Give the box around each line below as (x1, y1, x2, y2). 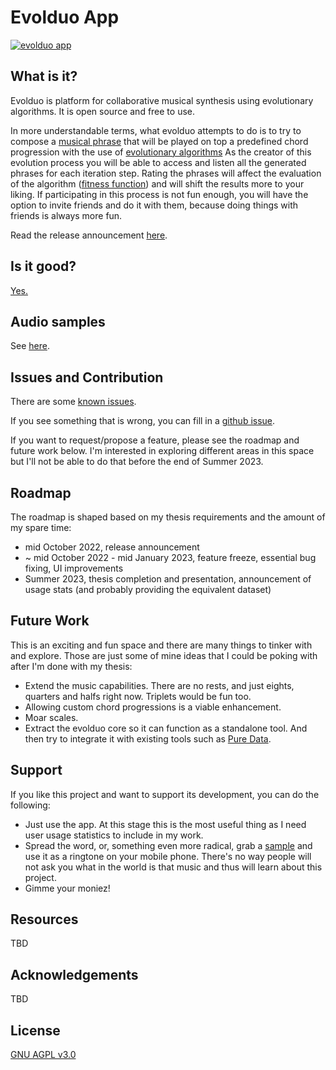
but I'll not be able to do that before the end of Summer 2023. (10, 456, 264, 468)
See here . (10, 340, 50, 352)
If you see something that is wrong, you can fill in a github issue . (10, 415, 276, 427)
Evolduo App (10, 6, 120, 29)
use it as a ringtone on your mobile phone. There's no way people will (24, 850, 312, 862)
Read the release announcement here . (10, 229, 168, 241)
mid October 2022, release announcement (24, 541, 200, 553)
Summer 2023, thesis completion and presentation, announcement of (24, 573, 312, 585)
